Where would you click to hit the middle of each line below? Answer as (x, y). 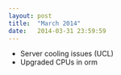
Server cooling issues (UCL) (67, 54)
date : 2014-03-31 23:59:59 (57, 31)
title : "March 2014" (45, 23)
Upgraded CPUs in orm (59, 62)
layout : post (30, 16)
